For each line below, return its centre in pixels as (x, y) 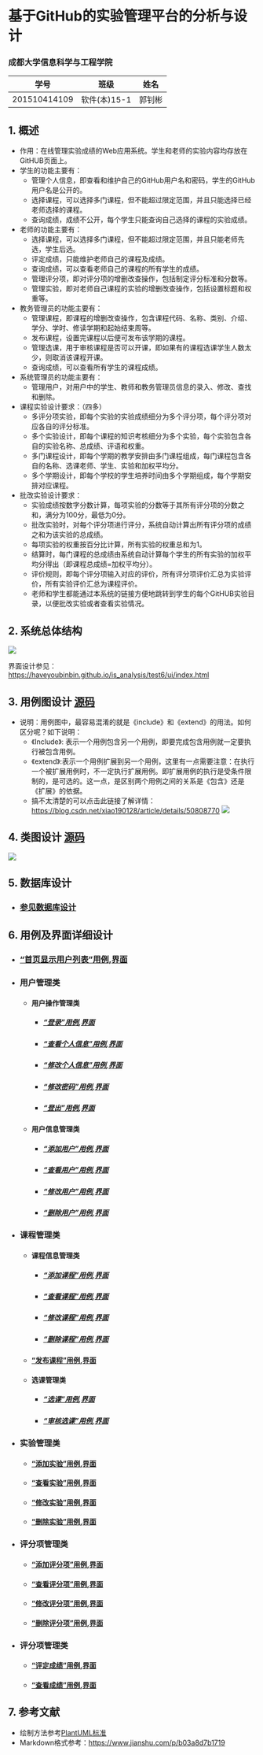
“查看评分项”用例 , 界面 (67, 1584)
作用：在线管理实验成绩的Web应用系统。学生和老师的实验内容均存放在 (133, 151)
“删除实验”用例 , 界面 (64, 1522)
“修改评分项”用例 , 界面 (67, 1604)
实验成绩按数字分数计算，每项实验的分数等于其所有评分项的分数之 (138, 505)
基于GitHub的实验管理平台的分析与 (121, 16)
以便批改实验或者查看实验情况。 (97, 604)
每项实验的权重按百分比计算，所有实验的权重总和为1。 (119, 545)
